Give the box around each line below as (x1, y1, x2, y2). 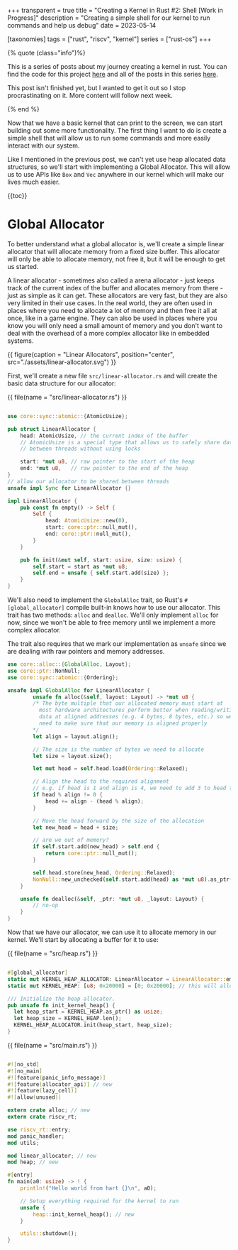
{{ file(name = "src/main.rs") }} (7, 1041, 98, 1049)
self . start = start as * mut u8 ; (33, 563, 129, 570)
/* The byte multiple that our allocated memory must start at (33, 700, 223, 707)
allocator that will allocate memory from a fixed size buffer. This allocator (7, 247, 220, 256)
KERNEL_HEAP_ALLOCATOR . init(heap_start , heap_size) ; (13, 1021, 173, 1029)
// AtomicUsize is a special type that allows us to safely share (20, 439, 220, 446)
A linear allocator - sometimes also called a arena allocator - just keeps (7, 276, 215, 285)
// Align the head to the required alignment (33, 778, 170, 785)
